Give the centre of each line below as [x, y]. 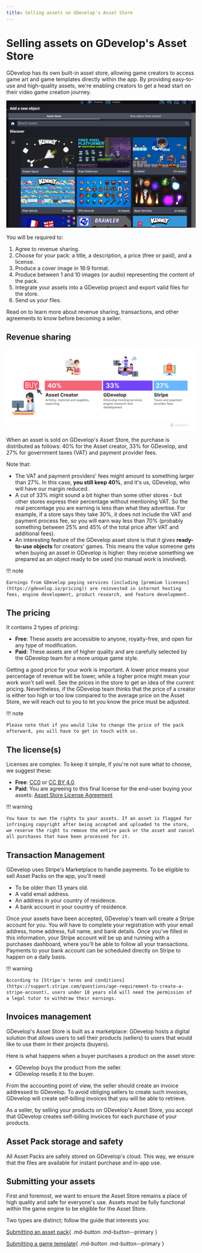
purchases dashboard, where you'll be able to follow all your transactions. [98, 944]
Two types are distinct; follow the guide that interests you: [78, 1220]
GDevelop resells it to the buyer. [54, 1074]
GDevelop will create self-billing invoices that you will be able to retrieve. [96, 1098]
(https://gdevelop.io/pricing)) [47, 588]
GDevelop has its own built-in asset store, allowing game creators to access [100, 73]
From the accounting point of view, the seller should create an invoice [92, 1085]
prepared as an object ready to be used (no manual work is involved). [101, 559]
